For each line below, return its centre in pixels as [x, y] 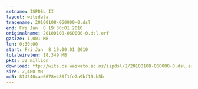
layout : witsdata [27, 17]
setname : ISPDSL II [30, 11]
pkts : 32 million [27, 60]
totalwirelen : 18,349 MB [37, 55]
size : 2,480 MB [25, 71]
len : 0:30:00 [22, 44]
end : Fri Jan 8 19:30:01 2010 [44, 28]
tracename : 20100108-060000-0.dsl [49, 22]
